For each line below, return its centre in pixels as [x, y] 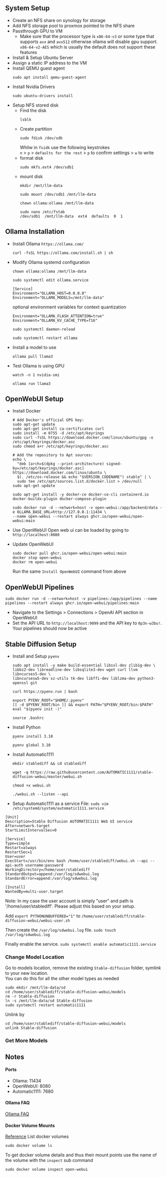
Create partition [36, 129]
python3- [146, 679]
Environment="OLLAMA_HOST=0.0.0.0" [49, 293]
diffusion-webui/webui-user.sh [38, 921]
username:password [44, 866]
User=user [15, 857]
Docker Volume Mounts [30, 1125]
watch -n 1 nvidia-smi [36, 375]
